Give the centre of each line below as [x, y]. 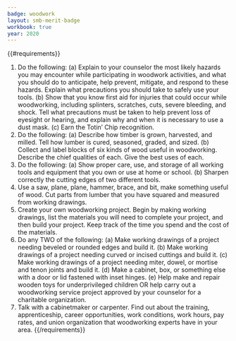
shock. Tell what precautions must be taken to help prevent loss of [114, 112]
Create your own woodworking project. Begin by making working [112, 210]
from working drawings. [52, 203]
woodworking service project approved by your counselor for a [109, 292]
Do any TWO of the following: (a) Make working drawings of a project [118, 240]
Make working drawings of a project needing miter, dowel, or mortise [118, 263]
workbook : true [30, 27]
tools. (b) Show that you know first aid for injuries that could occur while [122, 97]
